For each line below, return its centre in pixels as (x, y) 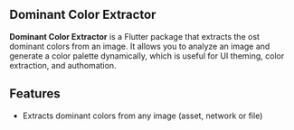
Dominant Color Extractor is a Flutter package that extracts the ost (135, 36)
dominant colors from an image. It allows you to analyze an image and (140, 46)
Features (35, 94)
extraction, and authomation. (63, 65)
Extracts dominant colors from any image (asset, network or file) (142, 116)
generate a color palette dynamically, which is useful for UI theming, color (147, 56)
